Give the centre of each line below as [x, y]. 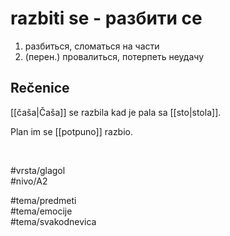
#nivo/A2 [29, 181]
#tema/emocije [41, 211]
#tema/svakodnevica [53, 221]
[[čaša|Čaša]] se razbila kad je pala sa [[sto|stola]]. [116, 112]
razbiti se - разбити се [106, 18]
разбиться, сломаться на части [92, 46]
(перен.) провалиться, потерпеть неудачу [114, 56]
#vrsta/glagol [38, 170]
